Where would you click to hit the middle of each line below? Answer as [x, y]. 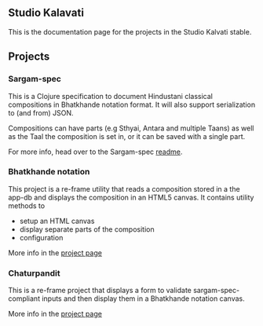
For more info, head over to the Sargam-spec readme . [95, 152]
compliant [24, 299]
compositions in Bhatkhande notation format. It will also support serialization [132, 104]
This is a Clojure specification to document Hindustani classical [111, 96]
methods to [27, 205]
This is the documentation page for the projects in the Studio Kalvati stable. [130, 31]
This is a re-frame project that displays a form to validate [100, 291]
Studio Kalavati [46, 13]
